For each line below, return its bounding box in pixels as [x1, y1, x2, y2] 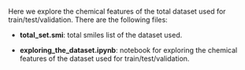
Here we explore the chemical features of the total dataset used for [8, 7, 226, 16]
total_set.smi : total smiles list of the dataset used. [19, 31, 183, 39]
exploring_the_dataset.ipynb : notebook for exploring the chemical [19, 46, 238, 54]
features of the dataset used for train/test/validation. [19, 54, 190, 63]
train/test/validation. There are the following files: [8, 15, 168, 24]
